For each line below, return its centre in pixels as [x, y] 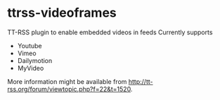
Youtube [30, 45]
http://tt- [141, 81]
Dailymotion [35, 60]
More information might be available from [67, 81]
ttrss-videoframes [62, 13]
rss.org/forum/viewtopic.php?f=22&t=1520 [69, 89]
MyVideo [31, 68]
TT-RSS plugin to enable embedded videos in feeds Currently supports [110, 32]
